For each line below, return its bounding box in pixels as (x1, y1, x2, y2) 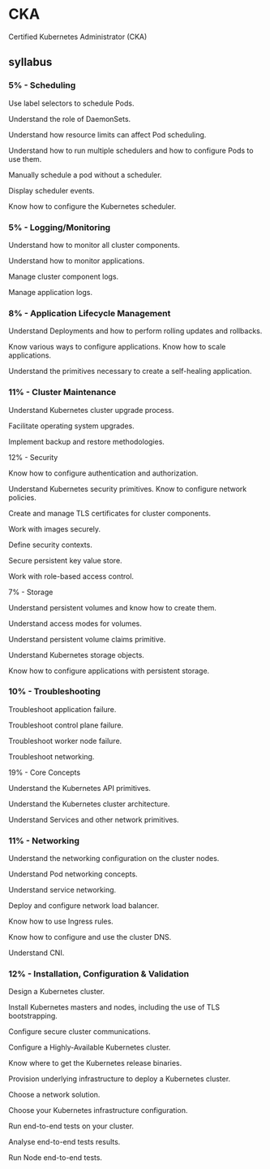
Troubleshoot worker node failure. (8, 736, 122, 745)
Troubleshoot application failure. (8, 704, 117, 714)
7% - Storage (8, 587, 54, 597)
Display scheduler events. (8, 185, 95, 195)
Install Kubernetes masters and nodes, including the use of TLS (8, 1002, 221, 1012)
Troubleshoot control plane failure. (8, 720, 124, 730)
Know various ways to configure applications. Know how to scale (8, 342, 226, 352)
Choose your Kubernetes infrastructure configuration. (8, 1106, 188, 1115)
